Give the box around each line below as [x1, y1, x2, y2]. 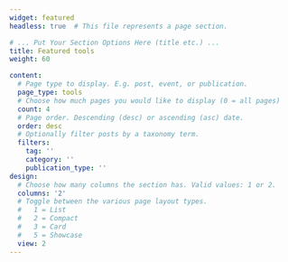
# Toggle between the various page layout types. [17, 197, 208, 206]
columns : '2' [17, 189, 67, 198]
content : [9, 71, 42, 80]
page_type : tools [17, 88, 83, 97]
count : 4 [17, 105, 51, 114]
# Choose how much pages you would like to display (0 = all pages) [17, 96, 281, 105]
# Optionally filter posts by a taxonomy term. [17, 130, 200, 139]
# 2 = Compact [17, 214, 79, 223]
